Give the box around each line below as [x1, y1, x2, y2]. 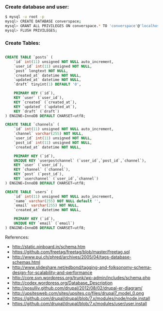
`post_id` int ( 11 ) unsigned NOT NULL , [14, 140, 92, 145]
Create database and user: [5, 3, 69, 10]
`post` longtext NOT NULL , [14, 68, 68, 73]
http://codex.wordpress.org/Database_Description [12, 280, 113, 286]
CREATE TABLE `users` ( [5, 189, 53, 194]
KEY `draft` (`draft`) [14, 109, 60, 114]
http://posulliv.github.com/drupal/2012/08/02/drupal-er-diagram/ [12, 285, 143, 291]
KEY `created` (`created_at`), [14, 100, 77, 105]
